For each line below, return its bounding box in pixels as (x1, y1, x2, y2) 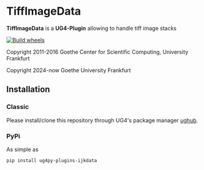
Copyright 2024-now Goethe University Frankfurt (6, 66, 131, 74)
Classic (6, 103, 29, 111)
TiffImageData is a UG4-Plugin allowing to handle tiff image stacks (6, 24, 176, 32)
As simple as (6, 146, 39, 153)
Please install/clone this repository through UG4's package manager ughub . (6, 116, 198, 124)
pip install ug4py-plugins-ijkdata (6, 157, 97, 163)
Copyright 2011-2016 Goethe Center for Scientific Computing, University (6, 48, 189, 56)
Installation (6, 84, 50, 95)
